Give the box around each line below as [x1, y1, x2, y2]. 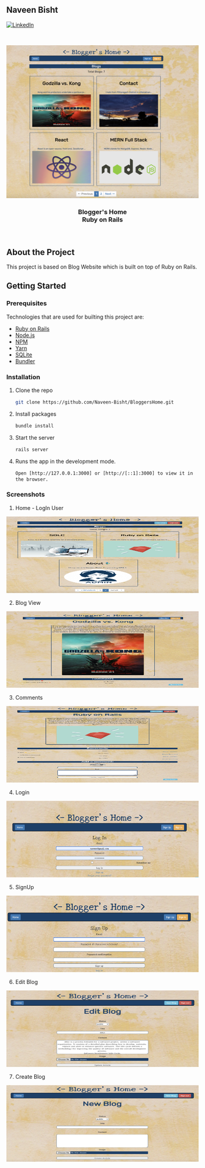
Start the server [15, 434, 55, 441]
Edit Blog [15, 978, 38, 985]
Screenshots [6, 490, 45, 499]
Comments [15, 693, 43, 701]
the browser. [15, 476, 49, 482]
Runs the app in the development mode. [15, 457, 116, 465]
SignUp [15, 883, 35, 890]
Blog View [15, 599, 41, 606]
